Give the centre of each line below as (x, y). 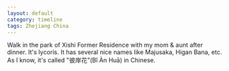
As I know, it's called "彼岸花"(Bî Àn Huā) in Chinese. (81, 60)
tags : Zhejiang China (38, 26)
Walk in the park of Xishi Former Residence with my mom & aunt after (105, 45)
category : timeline (35, 20)
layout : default (30, 13)
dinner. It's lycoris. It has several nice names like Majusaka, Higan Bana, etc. (115, 52)
